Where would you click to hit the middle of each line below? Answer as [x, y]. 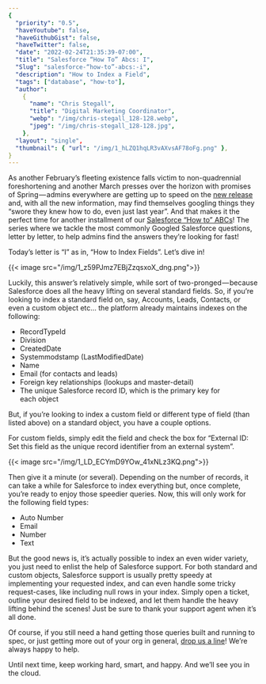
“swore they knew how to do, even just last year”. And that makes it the [124, 211]
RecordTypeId [42, 332]
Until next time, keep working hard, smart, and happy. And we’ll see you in [129, 665]
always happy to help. [44, 649]
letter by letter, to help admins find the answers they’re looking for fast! [124, 237]
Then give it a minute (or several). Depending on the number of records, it [129, 477]
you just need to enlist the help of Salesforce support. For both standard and [133, 567]
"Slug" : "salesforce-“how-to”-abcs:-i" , [83, 67]
